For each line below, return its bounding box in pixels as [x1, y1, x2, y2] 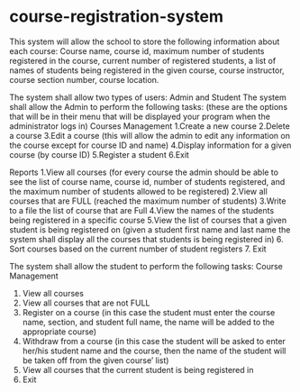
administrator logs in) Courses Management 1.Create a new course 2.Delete [9, 120, 290, 132]
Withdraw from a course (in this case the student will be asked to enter [22, 335, 286, 346]
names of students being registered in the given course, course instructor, [9, 65, 286, 76]
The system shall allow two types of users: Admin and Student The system [9, 92, 286, 103]
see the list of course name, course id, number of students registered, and [9, 176, 286, 187]
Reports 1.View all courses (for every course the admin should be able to [9, 167, 279, 178]
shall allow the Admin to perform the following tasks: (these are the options [9, 101, 288, 112]
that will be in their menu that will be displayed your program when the [9, 111, 270, 122]
